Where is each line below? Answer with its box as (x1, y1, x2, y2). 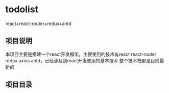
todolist (5, 4, 39, 15)
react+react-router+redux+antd (5, 20, 71, 27)
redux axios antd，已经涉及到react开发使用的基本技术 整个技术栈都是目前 (5, 57, 160, 63)
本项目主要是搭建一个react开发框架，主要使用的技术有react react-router (5, 51, 157, 57)
